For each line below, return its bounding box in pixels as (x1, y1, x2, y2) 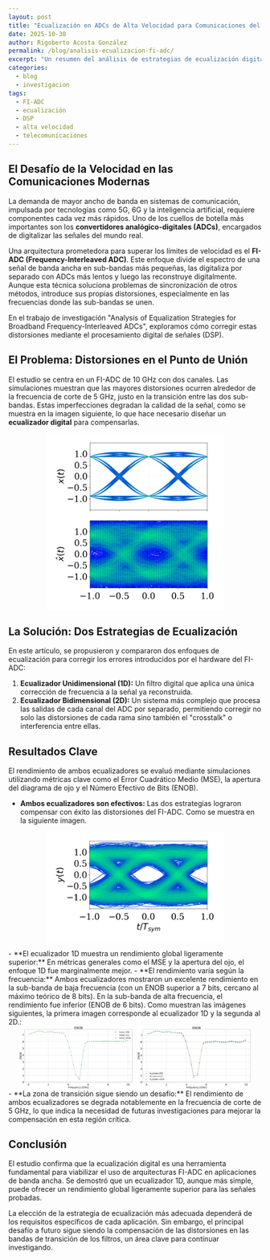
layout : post (8, 13, 52, 21)
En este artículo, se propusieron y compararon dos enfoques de (8, 646, 219, 656)
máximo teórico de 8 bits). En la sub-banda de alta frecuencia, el (8, 992, 223, 1001)
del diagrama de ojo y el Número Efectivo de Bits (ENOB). (8, 783, 198, 792)
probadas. (8, 1193, 43, 1203)
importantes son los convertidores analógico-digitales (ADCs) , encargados (8, 222, 262, 231)
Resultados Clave (8, 744, 98, 759)
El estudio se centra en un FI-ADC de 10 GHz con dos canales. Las (8, 374, 229, 384)
